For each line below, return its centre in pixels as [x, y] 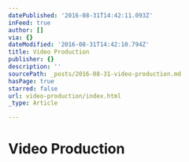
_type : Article [33, 103]
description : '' [35, 67]
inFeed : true [30, 23]
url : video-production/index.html [65, 96]
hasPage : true [31, 81]
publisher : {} [31, 60]
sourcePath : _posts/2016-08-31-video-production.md [94, 74]
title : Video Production [49, 52]
